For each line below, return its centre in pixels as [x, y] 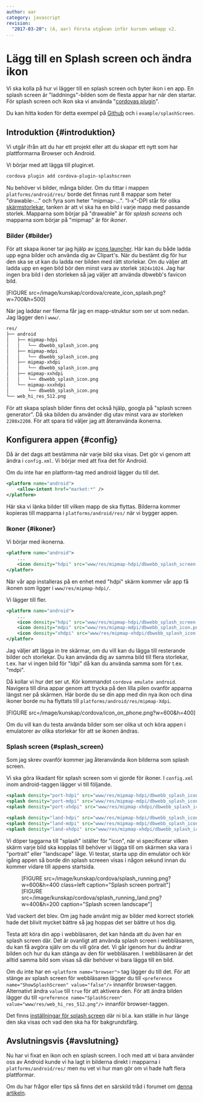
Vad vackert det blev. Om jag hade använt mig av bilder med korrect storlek [100, 916]
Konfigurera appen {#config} [62, 439]
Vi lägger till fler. [27, 600]
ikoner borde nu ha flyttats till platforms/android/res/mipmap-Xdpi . [89, 701]
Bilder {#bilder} [30, 235]
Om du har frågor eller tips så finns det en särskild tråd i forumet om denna [99, 1087]
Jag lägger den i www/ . [34, 317]
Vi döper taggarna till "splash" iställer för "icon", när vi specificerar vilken [97, 841]
